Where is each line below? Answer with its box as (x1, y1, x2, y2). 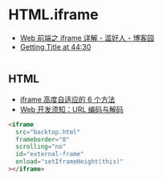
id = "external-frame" (15, 150, 84, 158)
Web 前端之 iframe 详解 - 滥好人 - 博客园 (19, 33, 155, 42)
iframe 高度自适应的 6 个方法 (19, 94, 116, 104)
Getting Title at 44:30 (19, 42, 92, 51)
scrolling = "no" (15, 142, 67, 151)
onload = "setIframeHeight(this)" (15, 158, 124, 166)
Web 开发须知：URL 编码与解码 (19, 104, 124, 114)
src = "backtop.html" (15, 128, 81, 136)
